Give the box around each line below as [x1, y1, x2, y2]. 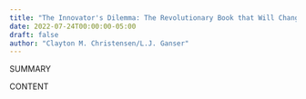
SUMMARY [9, 64, 52, 74]
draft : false [9, 30, 59, 39]
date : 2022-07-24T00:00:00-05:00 [9, 22, 137, 31]
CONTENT [9, 81, 49, 92]
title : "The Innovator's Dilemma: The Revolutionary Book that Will [9, 13, 275, 23]
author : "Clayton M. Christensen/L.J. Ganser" [9, 38, 189, 48]
